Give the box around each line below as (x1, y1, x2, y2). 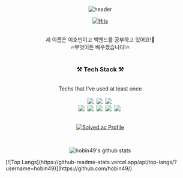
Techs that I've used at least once (58, 85, 142, 92)
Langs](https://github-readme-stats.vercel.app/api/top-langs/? (22, 159, 178, 166)
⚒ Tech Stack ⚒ (76, 65, 124, 73)
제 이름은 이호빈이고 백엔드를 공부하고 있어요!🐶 (45, 36, 155, 43)
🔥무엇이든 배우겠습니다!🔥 (70, 44, 130, 50)
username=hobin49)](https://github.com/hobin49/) (5, 165, 133, 172)
